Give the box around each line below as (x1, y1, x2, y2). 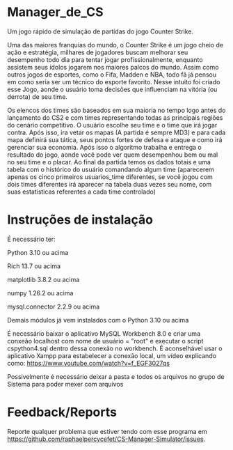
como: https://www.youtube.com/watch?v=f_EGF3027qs (7, 359, 170, 367)
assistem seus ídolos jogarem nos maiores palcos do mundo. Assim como (7, 63, 219, 71)
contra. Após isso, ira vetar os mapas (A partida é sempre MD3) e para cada (7, 128, 226, 137)
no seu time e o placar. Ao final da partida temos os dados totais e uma (7, 157, 211, 166)
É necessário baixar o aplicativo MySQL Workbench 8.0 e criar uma (7, 329, 200, 338)
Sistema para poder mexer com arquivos (7, 380, 124, 388)
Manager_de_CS (7, 4, 104, 20)
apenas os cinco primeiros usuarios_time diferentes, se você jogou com (7, 172, 214, 181)
